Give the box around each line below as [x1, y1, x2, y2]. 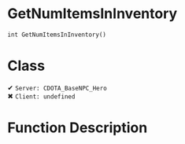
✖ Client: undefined [7, 91, 76, 101]
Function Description [7, 119, 148, 137]
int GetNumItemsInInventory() [7, 31, 107, 39]
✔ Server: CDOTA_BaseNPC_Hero [7, 83, 107, 92]
